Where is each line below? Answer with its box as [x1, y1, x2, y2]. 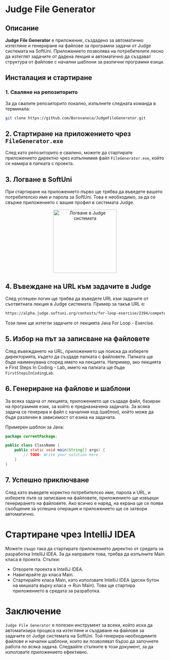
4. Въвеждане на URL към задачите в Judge [5, 282, 151, 290]
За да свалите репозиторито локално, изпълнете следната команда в [5, 100, 156, 106]
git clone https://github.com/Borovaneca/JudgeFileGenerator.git [5, 115, 146, 120]
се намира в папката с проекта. [5, 160, 74, 167]
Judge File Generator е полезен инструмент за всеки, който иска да [5, 622, 153, 628]
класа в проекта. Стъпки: [5, 556, 60, 562]
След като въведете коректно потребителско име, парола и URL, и [5, 489, 151, 496]
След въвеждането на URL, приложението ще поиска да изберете [5, 348, 149, 354]
